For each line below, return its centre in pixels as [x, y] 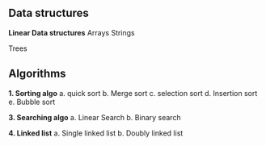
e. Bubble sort [32, 102]
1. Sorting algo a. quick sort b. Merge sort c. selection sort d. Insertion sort [133, 93]
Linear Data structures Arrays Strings [72, 32]
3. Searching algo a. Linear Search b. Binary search [95, 117]
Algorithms [37, 74]
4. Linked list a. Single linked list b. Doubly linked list [96, 133]
